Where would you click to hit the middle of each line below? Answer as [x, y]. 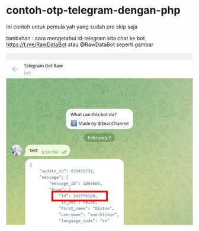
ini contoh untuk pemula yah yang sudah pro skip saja [72, 27]
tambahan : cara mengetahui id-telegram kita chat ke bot [76, 38]
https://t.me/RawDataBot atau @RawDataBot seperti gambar [80, 44]
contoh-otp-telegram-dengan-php [93, 10]
